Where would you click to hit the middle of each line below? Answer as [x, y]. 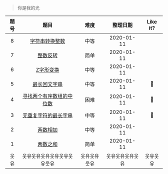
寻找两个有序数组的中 [47, 96]
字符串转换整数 [47, 41]
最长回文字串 [47, 84]
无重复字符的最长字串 [47, 115]
